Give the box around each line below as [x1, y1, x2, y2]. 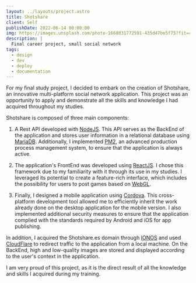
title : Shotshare [6, 14, 48, 20]
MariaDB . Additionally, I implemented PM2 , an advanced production [14, 138, 178, 145]
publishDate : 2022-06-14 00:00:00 [6, 25, 90, 31]
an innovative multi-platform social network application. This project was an [6, 91, 188, 98]
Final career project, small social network [11, 42, 121, 47]
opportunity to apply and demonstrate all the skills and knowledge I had [6, 97, 178, 104]
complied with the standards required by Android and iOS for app [14, 217, 171, 224]
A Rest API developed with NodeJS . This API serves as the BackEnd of [14, 126, 185, 133]
